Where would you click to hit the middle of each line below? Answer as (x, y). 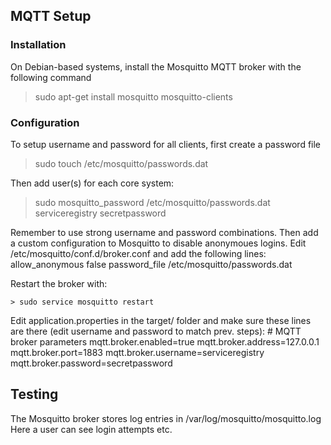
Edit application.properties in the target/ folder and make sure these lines (161, 320)
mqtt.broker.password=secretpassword (91, 363)
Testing (34, 394)
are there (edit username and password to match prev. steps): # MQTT (156, 331)
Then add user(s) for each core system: (92, 183)
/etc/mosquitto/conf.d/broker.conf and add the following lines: (138, 253)
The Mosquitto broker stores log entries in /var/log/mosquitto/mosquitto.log (166, 418)
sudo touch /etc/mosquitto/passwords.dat (121, 163)
